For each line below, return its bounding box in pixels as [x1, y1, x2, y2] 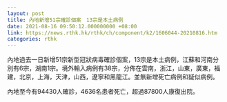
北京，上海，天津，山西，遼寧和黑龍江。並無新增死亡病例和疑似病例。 [19, 73, 219, 81]
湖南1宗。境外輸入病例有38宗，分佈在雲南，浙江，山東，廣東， [34, 64, 215, 72]
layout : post [7, 10, 45, 17]
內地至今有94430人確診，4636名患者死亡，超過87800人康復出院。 [7, 88, 199, 96]
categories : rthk [7, 36, 57, 43]
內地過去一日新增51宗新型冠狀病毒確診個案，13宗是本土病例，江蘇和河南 [7, 56, 213, 64]
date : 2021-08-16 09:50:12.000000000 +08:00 [7, 23, 137, 30]
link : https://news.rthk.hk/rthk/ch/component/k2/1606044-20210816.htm [7, 29, 217, 37]
